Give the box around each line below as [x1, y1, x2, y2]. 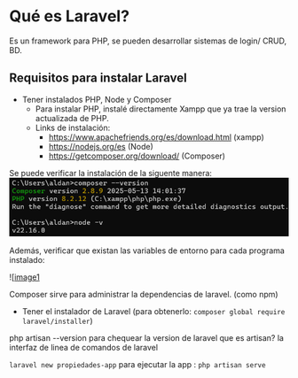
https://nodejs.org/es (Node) [48, 141, 153, 151]
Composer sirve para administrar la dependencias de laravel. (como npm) [9, 289, 278, 300]
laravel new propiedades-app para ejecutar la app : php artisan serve [9, 359, 266, 370]
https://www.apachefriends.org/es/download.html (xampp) [48, 131, 264, 143]
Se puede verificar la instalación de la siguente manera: [9, 167, 213, 178]
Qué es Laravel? [9, 6, 130, 27]
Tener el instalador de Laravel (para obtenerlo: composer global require [21, 306, 286, 317]
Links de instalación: [35, 122, 111, 133]
